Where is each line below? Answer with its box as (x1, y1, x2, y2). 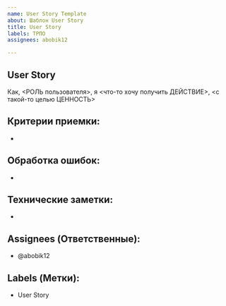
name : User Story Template (7, 10, 87, 18)
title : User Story (7, 23, 61, 30)
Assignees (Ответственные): (7, 233, 141, 245)
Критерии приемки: (7, 116, 100, 128)
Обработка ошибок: (7, 154, 100, 166)
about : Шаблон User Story (7, 17, 83, 24)
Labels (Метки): (7, 272, 80, 284)
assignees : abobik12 (7, 37, 69, 44)
